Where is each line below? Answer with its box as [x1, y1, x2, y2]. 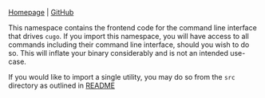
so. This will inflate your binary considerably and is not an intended [8, 49, 229, 57]
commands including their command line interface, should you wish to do [8, 40, 250, 49]
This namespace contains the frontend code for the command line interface [8, 23, 257, 32]
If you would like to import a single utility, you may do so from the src [8, 73, 235, 81]
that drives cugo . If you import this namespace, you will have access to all [8, 32, 249, 41]
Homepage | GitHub [8, 8, 74, 17]
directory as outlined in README [8, 80, 116, 90]
